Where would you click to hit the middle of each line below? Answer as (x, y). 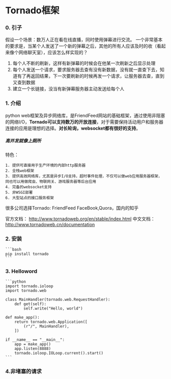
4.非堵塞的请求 (24, 371)
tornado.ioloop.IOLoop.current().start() (59, 353)
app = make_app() (33, 344)
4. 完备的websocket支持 (28, 187)
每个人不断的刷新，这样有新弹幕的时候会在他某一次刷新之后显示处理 (84, 63)
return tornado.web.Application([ (51, 322)
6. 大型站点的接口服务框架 (30, 198)
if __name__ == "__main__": (35, 340)
